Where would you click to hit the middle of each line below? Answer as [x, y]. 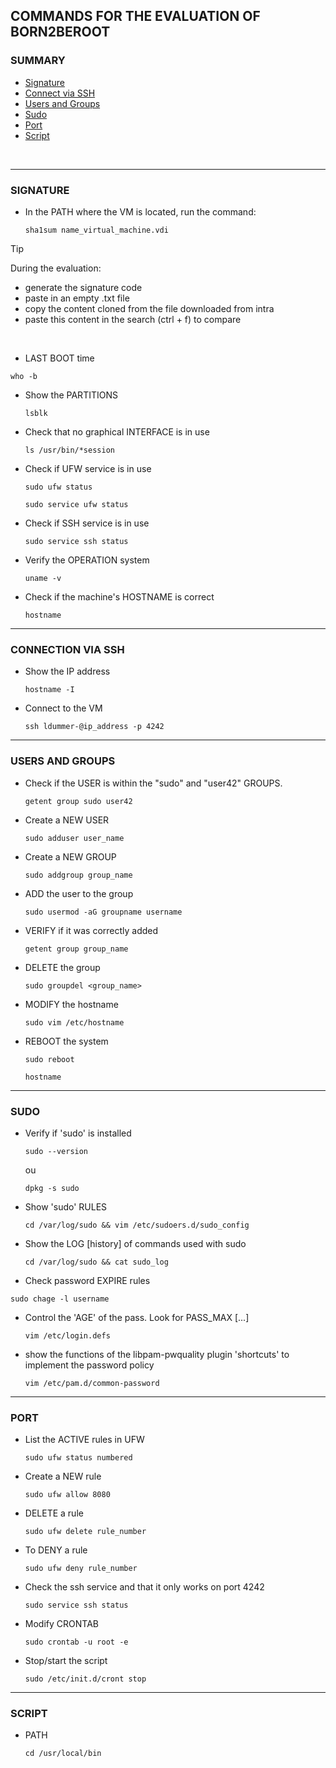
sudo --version [56, 1151]
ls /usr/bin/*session [69, 450]
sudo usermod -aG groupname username [103, 912]
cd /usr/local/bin [63, 1754]
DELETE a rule [54, 1513]
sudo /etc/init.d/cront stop [85, 1679]
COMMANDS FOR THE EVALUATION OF [135, 16]
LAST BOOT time [59, 358]
